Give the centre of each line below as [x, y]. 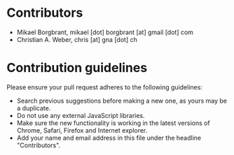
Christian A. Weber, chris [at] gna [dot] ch [77, 39]
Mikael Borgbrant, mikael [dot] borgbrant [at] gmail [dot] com [105, 32]
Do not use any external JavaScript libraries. [81, 115]
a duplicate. [34, 108]
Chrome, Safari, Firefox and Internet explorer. [82, 130]
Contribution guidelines [77, 68]
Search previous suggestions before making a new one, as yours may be [122, 101]
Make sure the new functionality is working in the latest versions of [113, 123]
